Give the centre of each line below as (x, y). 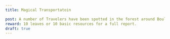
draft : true (18, 28)
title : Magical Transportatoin (38, 10)
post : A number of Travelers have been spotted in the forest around (80, 19)
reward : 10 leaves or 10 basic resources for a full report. (71, 24)
